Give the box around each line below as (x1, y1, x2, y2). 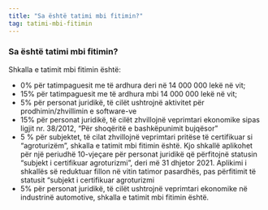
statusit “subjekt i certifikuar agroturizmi (19, 175, 155, 185)
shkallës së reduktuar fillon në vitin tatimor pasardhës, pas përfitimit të (19, 166, 257, 176)
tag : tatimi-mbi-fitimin (8, 19, 93, 28)
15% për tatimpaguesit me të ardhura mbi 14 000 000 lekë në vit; (19, 88, 238, 98)
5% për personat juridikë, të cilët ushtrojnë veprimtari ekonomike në (19, 183, 248, 193)
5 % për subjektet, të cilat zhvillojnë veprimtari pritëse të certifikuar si (19, 131, 253, 142)
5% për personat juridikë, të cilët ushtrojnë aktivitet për (19, 97, 205, 107)
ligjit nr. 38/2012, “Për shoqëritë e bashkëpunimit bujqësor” (19, 123, 218, 133)
